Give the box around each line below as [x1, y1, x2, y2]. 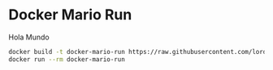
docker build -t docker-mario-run [8, 47, 126, 56]
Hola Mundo [8, 32, 50, 42]
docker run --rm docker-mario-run [8, 55, 126, 64]
